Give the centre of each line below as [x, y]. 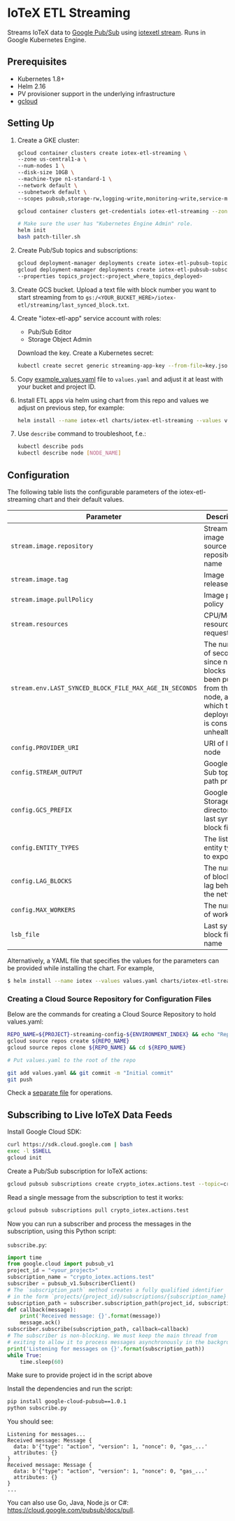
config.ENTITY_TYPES [45, 848]
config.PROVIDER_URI [45, 748]
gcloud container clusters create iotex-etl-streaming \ [102, 153]
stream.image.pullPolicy [52, 599]
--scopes [30, 199]
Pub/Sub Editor [50, 332]
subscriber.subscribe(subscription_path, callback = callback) [98, 1329]
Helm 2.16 [31, 86]
